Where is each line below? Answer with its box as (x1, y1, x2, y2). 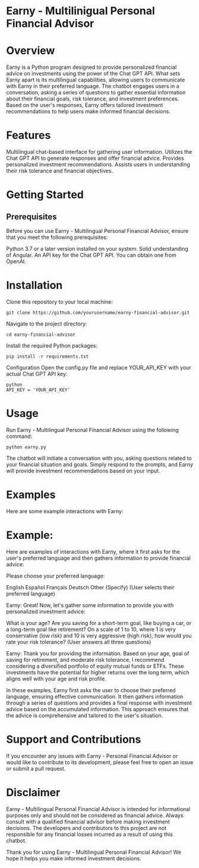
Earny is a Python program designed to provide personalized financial (6, 64, 177, 71)
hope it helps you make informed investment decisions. (6, 854, 141, 862)
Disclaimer (6, 785, 61, 799)
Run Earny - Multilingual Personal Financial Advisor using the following (6, 426, 179, 433)
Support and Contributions (6, 733, 141, 746)
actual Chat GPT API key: (6, 370, 68, 377)
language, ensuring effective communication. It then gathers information (6, 693, 184, 700)
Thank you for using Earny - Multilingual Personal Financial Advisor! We (6, 848, 182, 856)
